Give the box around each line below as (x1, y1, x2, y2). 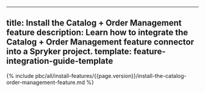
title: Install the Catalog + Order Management (6, 18, 182, 28)
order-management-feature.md (6, 79, 85, 86)
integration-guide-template (6, 56, 113, 66)
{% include (6, 72, 34, 79)
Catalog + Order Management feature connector (6, 37, 194, 48)
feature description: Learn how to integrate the (6, 27, 188, 38)
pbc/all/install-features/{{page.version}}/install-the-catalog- (35, 72, 187, 79)
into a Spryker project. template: (6, 46, 132, 57)
